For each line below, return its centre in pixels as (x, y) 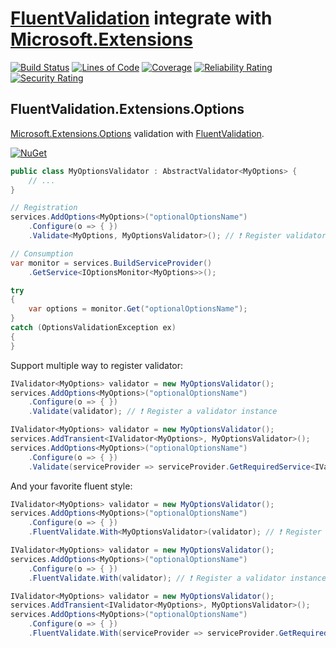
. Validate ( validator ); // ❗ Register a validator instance (153, 412)
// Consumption (42, 253)
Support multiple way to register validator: (97, 365)
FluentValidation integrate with (141, 18)
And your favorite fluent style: (71, 486)
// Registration (44, 208)
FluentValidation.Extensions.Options (127, 109)
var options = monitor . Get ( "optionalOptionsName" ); (138, 309)
